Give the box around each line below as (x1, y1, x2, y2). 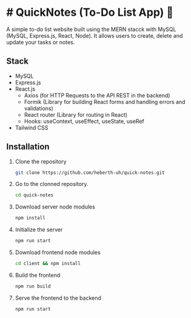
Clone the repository (15, 157, 67, 165)
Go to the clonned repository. (15, 181, 89, 188)
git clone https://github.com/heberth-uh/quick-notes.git (15, 170, 165, 176)
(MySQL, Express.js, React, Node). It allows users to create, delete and (6, 32, 183, 39)
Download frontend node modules (15, 249, 101, 256)
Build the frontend (15, 271, 61, 278)
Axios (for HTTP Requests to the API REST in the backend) (24, 91, 170, 99)
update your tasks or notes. (6, 38, 75, 46)
